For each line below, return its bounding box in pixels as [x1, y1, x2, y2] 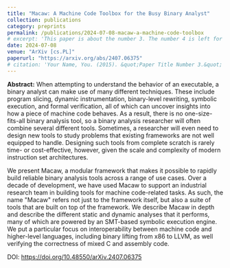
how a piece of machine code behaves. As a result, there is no [7, 109, 183, 118]
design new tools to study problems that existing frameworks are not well [7, 131, 215, 139]
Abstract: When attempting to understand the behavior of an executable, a [7, 80, 220, 88]
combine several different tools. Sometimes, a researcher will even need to [7, 124, 219, 132]
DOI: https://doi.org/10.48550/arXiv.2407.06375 [7, 252, 142, 261]
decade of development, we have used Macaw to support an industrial [7, 181, 207, 189]
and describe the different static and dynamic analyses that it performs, [7, 210, 210, 219]
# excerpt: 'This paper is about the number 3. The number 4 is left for [7, 36, 223, 43]
